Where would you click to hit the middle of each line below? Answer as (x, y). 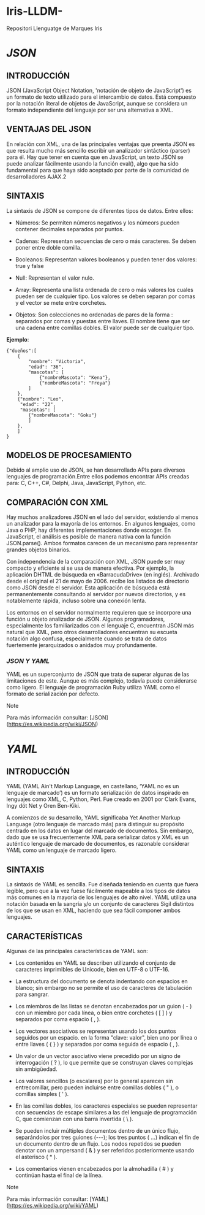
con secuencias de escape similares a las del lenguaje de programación (106, 1113)
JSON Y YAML (28, 661)
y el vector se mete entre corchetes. (61, 302)
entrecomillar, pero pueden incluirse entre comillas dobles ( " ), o (97, 1087)
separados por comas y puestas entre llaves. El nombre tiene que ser (102, 321)
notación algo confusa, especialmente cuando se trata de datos (87, 638)
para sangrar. (32, 994)
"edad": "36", (46, 367)
